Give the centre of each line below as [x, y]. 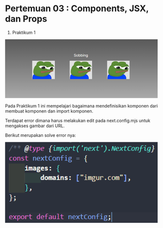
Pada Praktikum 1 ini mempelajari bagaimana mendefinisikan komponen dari [81, 106]
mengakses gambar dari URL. [35, 126]
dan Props [26, 19]
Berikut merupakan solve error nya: [41, 136]
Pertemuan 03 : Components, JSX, [77, 9]
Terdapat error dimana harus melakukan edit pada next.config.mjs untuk [78, 121]
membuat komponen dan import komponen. [49, 111]
